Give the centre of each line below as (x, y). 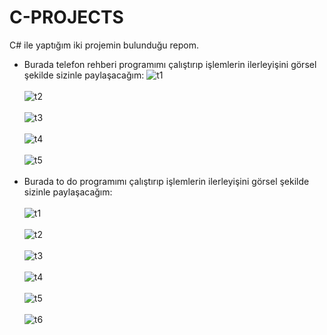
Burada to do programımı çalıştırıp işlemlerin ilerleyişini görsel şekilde (166, 181)
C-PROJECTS (66, 17)
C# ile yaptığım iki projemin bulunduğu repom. (104, 45)
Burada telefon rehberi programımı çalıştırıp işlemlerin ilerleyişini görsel (170, 64)
